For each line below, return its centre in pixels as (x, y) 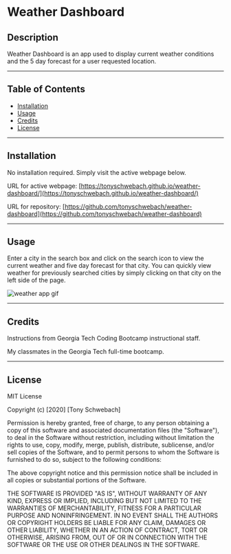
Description (33, 38)
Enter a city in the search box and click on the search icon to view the (106, 258)
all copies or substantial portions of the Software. (77, 480)
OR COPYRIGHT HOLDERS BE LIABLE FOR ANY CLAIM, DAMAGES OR (107, 523)
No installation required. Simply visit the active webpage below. (97, 172)
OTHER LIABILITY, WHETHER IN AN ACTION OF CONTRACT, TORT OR (107, 530)
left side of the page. (37, 280)
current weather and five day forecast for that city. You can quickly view (109, 266)
